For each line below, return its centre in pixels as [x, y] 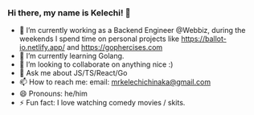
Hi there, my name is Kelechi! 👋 [69, 13]
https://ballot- [204, 39]
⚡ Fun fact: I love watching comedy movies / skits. [102, 103]
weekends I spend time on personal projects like [99, 39]
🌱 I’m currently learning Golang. [72, 56]
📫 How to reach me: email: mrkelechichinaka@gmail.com [115, 82]
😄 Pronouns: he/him [53, 94]
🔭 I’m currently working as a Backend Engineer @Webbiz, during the [132, 31]
